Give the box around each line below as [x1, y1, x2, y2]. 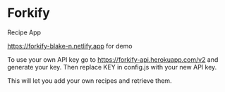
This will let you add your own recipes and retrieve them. [7, 76, 172, 85]
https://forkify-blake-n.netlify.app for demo [7, 41, 133, 50]
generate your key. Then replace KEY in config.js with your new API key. [7, 63, 217, 71]
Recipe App [7, 28, 41, 37]
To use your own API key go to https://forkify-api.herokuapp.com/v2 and [7, 55, 219, 64]
